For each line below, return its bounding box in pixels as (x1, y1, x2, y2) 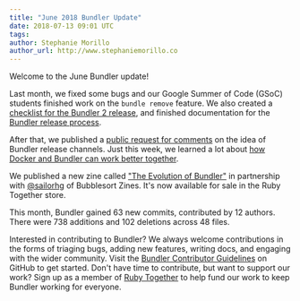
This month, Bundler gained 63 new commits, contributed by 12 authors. (9, 207, 276, 218)
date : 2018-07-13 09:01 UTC (9, 21, 115, 30)
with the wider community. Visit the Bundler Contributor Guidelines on (9, 253, 267, 264)
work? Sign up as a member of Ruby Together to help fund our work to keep (9, 272, 290, 283)
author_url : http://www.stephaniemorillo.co (9, 47, 178, 56)
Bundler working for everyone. (9, 281, 122, 292)
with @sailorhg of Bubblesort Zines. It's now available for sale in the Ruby (9, 180, 281, 191)
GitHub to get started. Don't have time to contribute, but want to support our (9, 262, 291, 273)
